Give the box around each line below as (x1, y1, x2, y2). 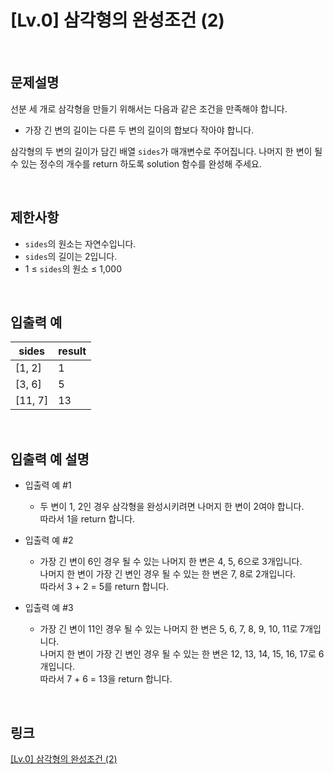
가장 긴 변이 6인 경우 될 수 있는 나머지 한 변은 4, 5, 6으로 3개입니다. (39, 556, 303, 568)
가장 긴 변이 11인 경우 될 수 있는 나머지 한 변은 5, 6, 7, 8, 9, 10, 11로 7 (39, 623, 306, 635)
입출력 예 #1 (24, 479, 72, 491)
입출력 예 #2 (24, 534, 74, 546)
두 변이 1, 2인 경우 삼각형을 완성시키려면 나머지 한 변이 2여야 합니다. (39, 501, 305, 513)
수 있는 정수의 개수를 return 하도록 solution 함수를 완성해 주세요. (10, 157, 262, 170)
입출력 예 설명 (10, 451, 90, 468)
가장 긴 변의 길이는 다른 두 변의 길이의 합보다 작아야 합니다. (24, 124, 255, 136)
